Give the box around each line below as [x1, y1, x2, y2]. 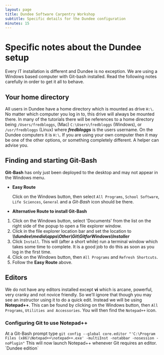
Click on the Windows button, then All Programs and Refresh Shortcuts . [12, 254, 158, 260]
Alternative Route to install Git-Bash [12, 208, 87, 214]
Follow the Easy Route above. [12, 259, 72, 265]
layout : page [5, 7, 32, 12]
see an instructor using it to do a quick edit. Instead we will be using [5, 297, 142, 303]
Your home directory [5, 93, 70, 101]
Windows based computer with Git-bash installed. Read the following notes [5, 74, 157, 80]
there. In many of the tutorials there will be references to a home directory [5, 116, 154, 122]
